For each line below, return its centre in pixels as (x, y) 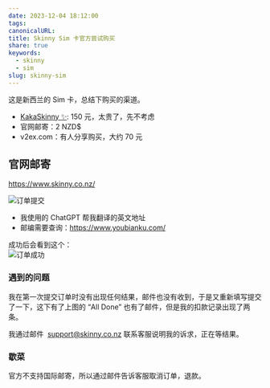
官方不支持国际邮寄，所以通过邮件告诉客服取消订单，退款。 (107, 376)
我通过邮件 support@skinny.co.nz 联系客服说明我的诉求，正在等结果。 (126, 333)
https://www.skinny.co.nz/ (52, 184)
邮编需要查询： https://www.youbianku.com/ (93, 228)
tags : (17, 23)
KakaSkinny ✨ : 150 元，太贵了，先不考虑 (87, 116)
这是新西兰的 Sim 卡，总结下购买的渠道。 (76, 99)
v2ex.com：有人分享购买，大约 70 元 (81, 137)
